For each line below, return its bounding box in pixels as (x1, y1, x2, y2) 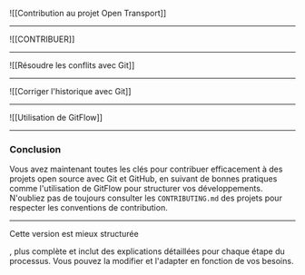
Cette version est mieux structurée (9, 229, 139, 240)
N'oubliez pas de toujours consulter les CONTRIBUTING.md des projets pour (9, 192, 283, 203)
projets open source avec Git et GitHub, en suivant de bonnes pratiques (9, 173, 278, 184)
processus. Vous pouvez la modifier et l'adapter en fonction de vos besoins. (9, 256, 294, 267)
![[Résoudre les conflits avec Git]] (9, 60, 135, 71)
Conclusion (9, 142, 62, 155)
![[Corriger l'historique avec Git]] (9, 86, 132, 96)
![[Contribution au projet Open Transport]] (9, 8, 167, 18)
